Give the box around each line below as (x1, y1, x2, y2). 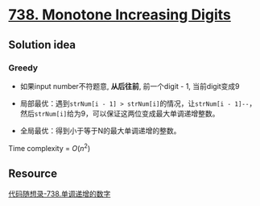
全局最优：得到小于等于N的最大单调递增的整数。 (19, 125, 181, 135)
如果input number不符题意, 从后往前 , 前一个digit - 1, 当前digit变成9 (19, 81, 240, 90)
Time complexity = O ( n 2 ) (8, 141, 91, 153)
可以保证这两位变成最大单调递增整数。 (92, 108, 220, 118)
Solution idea (8, 38, 76, 52)
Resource (8, 166, 58, 180)
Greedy (8, 62, 39, 74)
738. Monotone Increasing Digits (8, 6, 231, 24)
